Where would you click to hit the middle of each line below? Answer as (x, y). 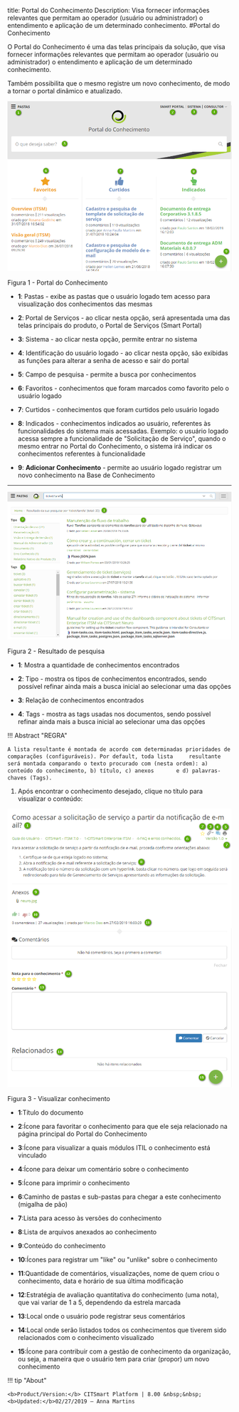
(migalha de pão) (43, 1204)
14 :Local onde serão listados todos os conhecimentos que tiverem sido (122, 1330)
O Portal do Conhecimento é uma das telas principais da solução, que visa (116, 47)
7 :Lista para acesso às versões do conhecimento (90, 1218)
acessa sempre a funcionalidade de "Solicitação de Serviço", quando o (122, 439)
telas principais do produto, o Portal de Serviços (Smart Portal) (110, 325)
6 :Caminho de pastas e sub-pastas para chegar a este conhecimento (119, 1197)
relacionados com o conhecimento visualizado (86, 1337)
